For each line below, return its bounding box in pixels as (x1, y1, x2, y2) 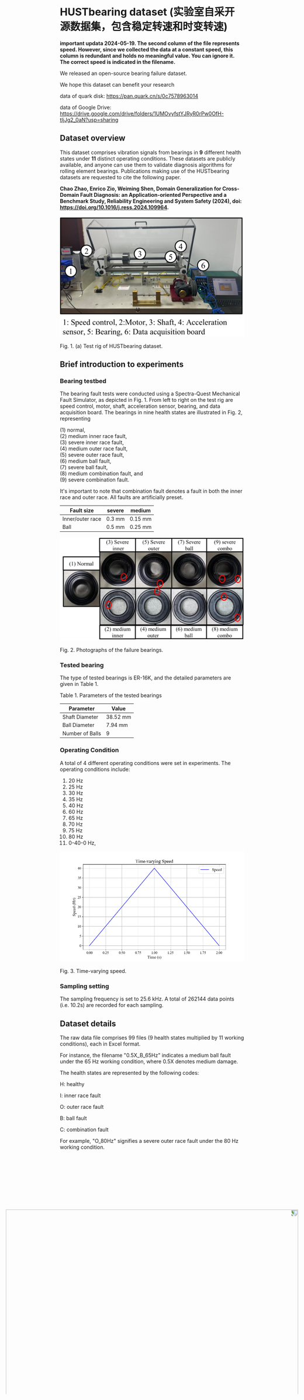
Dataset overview (60, 133, 126, 144)
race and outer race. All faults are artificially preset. (60, 494, 184, 501)
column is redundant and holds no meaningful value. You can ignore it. (60, 52, 235, 59)
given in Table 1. (60, 681, 99, 688)
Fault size (70, 507, 94, 514)
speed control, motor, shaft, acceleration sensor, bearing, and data (60, 402, 220, 410)
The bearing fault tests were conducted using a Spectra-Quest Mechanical (60, 390, 240, 397)
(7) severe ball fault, (60, 464, 108, 471)
